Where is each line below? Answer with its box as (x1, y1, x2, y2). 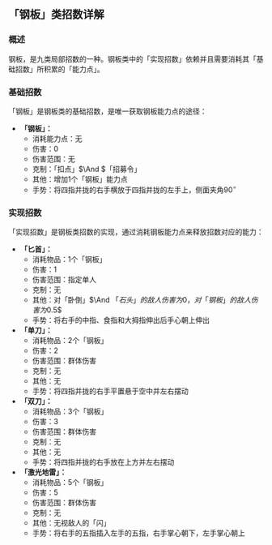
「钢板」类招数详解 (8, 7, 104, 22)
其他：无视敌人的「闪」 (32, 517, 111, 527)
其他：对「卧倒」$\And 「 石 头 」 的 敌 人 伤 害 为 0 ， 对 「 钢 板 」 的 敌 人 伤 (32, 294, 258, 304)
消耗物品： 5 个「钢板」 (32, 477, 108, 487)
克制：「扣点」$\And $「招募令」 (32, 164, 142, 174)
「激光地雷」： (19, 467, 67, 477)
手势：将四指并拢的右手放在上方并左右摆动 (32, 457, 175, 466)
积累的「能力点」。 (43, 64, 104, 74)
